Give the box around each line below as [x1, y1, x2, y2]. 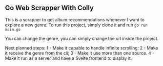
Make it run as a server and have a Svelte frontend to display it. [5, 55, 132, 61]
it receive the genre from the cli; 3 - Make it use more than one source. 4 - [5, 50, 155, 56]
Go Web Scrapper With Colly [5, 4, 94, 12]
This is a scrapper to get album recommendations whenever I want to [5, 16, 145, 22]
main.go [5, 27, 21, 32]
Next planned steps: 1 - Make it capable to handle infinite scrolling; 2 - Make [5, 45, 158, 50]
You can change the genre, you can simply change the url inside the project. [5, 35, 159, 41]
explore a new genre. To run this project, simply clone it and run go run [5, 22, 148, 28]
